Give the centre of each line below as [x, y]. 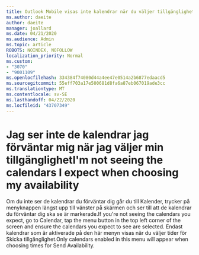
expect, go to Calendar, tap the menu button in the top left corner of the [94, 221]
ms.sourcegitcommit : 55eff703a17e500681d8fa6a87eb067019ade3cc [86, 84]
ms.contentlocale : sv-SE [37, 94]
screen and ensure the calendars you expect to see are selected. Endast [94, 227]
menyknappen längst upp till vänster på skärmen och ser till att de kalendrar [99, 208]
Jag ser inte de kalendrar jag [78, 135]
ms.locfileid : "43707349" [38, 105]
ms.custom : [20, 61]
